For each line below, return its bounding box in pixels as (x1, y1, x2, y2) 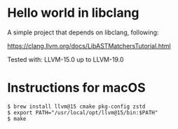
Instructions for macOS (7, 80, 146, 96)
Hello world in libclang (7, 5, 139, 21)
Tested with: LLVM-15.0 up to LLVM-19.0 (7, 55, 124, 64)
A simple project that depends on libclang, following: (7, 28, 159, 36)
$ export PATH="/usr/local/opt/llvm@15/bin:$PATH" (7, 109, 158, 116)
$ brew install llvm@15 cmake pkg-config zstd (7, 103, 146, 110)
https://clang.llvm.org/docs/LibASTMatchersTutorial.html (7, 41, 171, 50)
